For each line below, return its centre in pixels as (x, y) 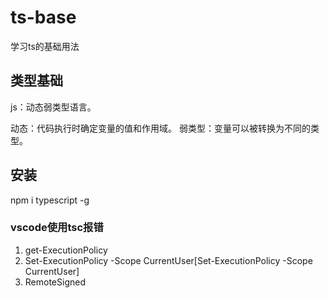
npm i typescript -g (50, 200)
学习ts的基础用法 (45, 46)
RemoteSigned (55, 282)
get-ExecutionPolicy (66, 250)
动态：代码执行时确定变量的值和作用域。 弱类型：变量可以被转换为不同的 (160, 128)
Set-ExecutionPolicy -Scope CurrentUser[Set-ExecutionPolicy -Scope (168, 260)
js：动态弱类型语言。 (53, 107)
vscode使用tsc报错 (57, 228)
